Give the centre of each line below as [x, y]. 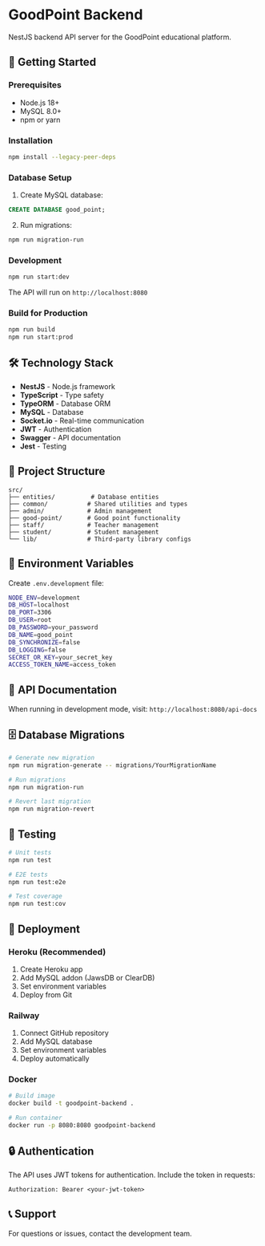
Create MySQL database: [61, 195]
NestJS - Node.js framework [68, 386]
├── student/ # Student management [84, 532]
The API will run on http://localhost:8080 [78, 292]
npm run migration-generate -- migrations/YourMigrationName [112, 765]
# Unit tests [30, 852]
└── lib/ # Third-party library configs [100, 539]
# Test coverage [35, 896]
